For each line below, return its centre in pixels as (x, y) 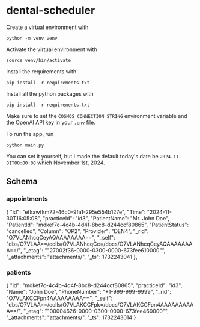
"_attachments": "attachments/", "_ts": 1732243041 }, (72, 257)
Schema (22, 182)
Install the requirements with (41, 71)
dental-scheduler (51, 11)
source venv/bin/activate (38, 60)
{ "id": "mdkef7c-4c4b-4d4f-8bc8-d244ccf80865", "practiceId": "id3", (94, 285)
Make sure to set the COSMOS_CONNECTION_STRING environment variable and (97, 116)
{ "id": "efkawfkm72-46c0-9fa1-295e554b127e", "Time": (76, 212)
